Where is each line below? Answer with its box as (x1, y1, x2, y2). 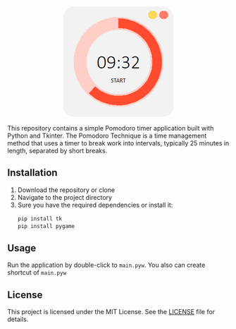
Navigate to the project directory (17, 193, 113, 201)
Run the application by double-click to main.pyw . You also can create (7, 261, 206, 270)
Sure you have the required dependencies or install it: (17, 201, 173, 209)
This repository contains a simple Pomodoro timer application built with (7, 124, 214, 132)
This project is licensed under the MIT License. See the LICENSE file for (7, 308, 216, 316)
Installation (7, 167, 58, 179)
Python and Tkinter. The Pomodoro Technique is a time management (7, 131, 207, 140)
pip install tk (17, 215, 63, 222)
